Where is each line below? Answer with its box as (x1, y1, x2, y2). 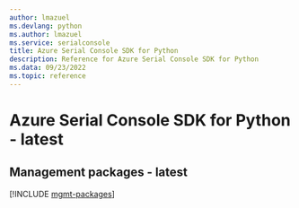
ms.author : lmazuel (9, 30, 83, 39)
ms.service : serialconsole (9, 38, 110, 48)
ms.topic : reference (9, 72, 87, 81)
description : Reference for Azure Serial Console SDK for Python (9, 55, 259, 64)
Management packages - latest (9, 165, 189, 180)
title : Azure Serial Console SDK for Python (9, 47, 179, 56)
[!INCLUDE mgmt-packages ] (9, 188, 115, 199)
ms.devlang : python (9, 22, 83, 30)
